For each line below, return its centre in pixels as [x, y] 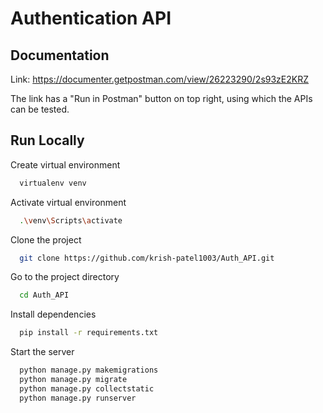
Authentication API [91, 18]
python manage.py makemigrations [89, 370]
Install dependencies [53, 314]
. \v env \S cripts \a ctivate [71, 220]
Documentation [60, 55]
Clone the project [46, 239]
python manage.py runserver [78, 398]
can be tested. [40, 109]
